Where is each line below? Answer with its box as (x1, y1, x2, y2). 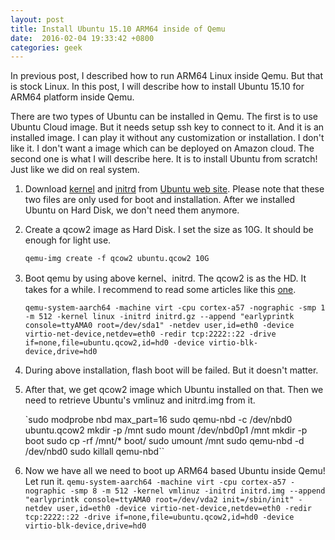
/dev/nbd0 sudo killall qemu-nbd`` (24, 446, 165, 458)
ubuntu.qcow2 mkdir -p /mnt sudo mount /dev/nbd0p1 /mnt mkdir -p (24, 424, 308, 436)
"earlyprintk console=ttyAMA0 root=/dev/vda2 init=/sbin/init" (24, 495, 295, 505)
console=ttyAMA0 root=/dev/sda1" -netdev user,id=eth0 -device (24, 321, 295, 331)
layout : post (10, 14, 65, 25)
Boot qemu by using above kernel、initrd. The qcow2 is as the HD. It (24, 272, 307, 285)
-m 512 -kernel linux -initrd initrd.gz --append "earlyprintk (24, 312, 295, 322)
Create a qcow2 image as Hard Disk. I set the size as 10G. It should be (24, 224, 314, 236)
